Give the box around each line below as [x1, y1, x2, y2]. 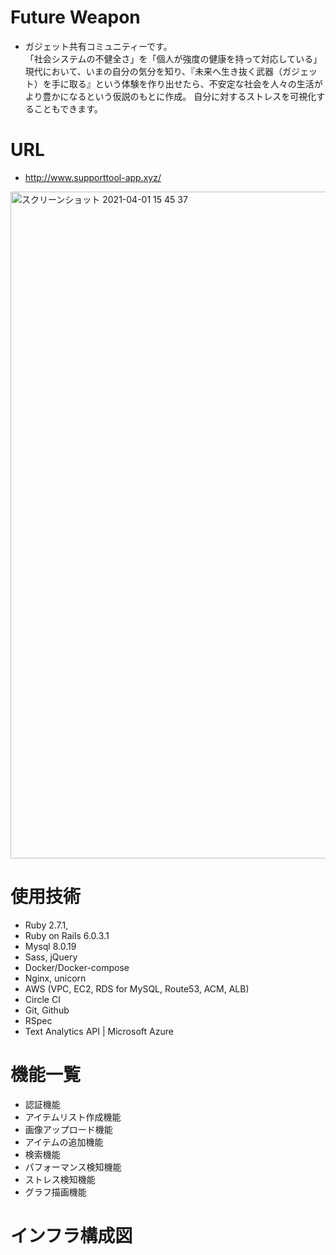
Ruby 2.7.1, [24, 919, 69, 931]
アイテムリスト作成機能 [24, 1111, 122, 1123]
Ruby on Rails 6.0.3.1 [24, 929, 110, 941]
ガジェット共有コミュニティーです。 [24, 40, 173, 52]
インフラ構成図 [10, 1224, 133, 1247]
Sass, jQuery [24, 951, 78, 963]
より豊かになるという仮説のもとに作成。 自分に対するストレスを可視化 [24, 90, 317, 102]
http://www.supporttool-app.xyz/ [24, 171, 162, 183]
